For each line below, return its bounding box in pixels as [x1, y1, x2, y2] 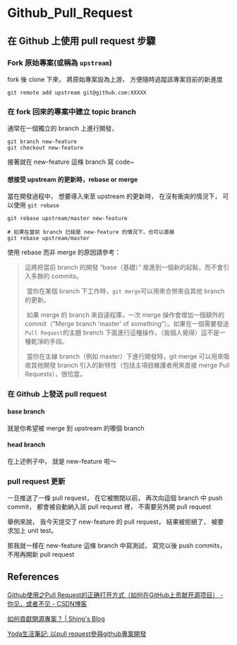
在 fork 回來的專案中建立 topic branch [7, 107, 136, 116]
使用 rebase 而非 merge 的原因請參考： [7, 248, 121, 257]
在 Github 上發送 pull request [7, 390, 107, 399]
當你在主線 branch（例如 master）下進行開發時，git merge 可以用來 [26, 352, 224, 361]
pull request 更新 [7, 476, 66, 486]
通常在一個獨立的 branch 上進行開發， [7, 124, 119, 133]
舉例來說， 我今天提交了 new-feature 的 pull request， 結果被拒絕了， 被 [7, 517, 218, 526]
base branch [7, 407, 45, 416]
